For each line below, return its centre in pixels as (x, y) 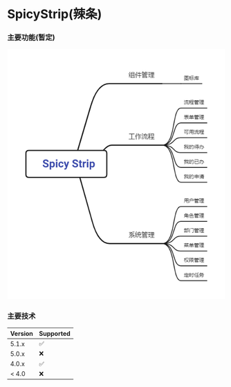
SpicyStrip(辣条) (55, 14)
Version (21, 333)
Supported (55, 333)
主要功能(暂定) (31, 37)
